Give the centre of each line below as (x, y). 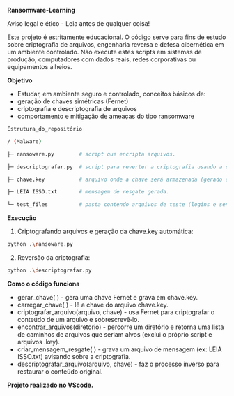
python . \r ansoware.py (40, 244)
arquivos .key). (39, 342)
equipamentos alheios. (40, 67)
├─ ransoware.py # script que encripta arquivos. (92, 154)
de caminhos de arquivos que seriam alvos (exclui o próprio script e (115, 334)
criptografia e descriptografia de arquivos (77, 109)
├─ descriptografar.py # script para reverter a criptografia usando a (115, 167)
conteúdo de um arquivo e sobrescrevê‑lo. (78, 319)
